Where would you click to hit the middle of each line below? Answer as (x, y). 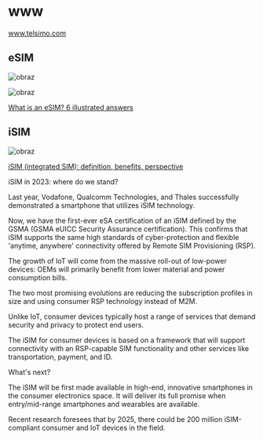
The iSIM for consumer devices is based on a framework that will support (127, 340)
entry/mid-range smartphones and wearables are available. (104, 404)
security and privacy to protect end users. (76, 324)
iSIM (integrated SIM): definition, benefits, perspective (96, 166)
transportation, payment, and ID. (60, 357)
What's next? (29, 372)
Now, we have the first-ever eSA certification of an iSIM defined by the (122, 220)
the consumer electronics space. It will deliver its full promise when (117, 395)
